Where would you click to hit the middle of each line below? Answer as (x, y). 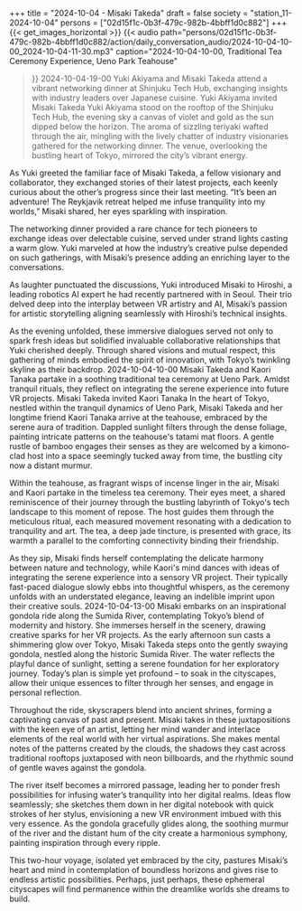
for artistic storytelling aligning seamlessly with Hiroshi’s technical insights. (148, 314)
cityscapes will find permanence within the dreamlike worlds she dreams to (150, 889)
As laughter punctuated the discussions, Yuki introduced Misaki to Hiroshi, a (151, 285)
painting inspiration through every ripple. (85, 843)
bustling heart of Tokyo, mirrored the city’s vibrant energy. (139, 155)
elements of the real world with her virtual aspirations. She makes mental (145, 739)
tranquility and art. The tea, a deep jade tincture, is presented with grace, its (150, 531)
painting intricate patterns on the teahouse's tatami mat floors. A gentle (142, 437)
